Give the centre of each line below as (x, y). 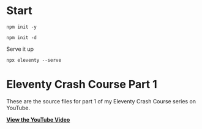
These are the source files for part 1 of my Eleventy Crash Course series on (101, 101)
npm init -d (21, 37)
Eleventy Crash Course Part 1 (82, 85)
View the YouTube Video (38, 119)
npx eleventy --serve (34, 60)
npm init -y (21, 27)
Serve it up (20, 49)
